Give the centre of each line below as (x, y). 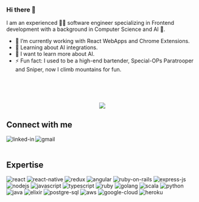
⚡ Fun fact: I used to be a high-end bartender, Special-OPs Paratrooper (104, 61)
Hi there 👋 (21, 10)
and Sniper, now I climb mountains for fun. (68, 70)
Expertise (25, 165)
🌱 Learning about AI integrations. (56, 47)
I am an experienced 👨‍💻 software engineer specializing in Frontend (90, 23)
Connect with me (40, 125)
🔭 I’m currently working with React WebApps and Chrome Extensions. (102, 41)
